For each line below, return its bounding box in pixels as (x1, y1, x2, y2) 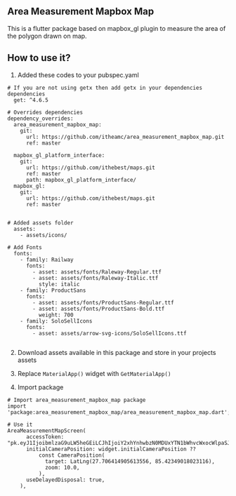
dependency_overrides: (7, 115, 74, 122)
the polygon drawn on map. (7, 32, 87, 40)
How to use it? (7, 52, 71, 64)
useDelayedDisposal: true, (25, 476, 105, 483)
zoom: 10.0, (44, 464, 80, 471)
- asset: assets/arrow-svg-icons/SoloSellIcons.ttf (32, 330, 188, 337)
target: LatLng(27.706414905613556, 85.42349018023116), (44, 457, 216, 465)
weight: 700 (38, 311, 74, 319)
